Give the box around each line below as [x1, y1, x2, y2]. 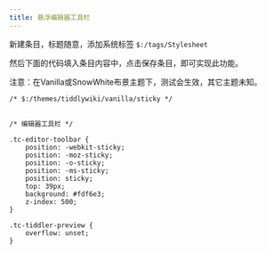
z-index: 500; [25, 197, 77, 206]
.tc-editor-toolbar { [9, 135, 90, 143]
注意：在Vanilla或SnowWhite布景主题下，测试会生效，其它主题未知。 [9, 77, 262, 87]
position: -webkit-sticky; [25, 143, 125, 152]
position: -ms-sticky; [25, 166, 109, 175]
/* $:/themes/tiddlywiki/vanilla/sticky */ [9, 94, 173, 103]
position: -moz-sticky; [25, 151, 114, 160]
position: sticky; [25, 174, 93, 183]
